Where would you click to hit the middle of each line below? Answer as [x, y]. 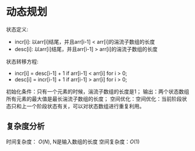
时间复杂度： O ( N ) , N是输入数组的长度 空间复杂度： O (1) [73, 142]
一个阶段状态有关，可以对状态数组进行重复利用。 [85, 106]
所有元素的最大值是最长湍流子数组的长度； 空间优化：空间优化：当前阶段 [94, 99]
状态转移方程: [23, 61]
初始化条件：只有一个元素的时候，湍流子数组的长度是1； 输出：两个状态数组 [97, 91]
